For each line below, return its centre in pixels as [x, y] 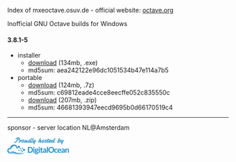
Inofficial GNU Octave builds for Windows [67, 23]
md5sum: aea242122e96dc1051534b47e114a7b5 [98, 70]
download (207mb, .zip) [62, 100]
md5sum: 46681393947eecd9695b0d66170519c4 [100, 107]
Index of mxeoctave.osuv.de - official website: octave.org [91, 10]
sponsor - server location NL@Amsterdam [68, 128]
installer [29, 55]
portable [29, 78]
